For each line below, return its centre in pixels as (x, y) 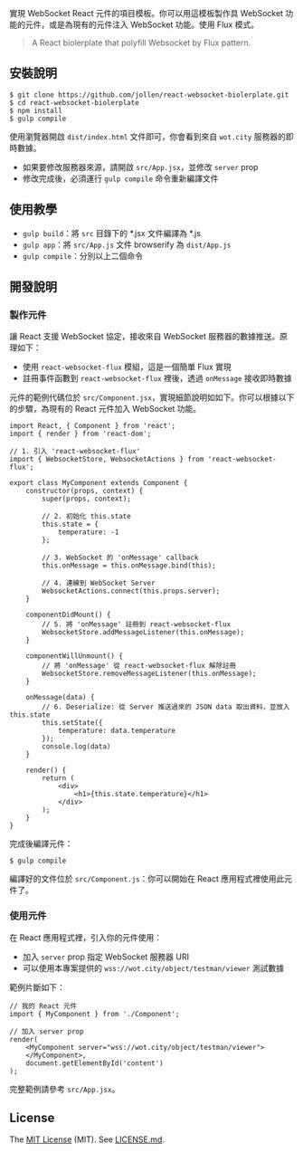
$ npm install (36, 110)
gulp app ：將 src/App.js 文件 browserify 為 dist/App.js (127, 244)
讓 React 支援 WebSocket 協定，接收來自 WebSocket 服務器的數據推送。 (145, 337)
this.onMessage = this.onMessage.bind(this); (129, 566)
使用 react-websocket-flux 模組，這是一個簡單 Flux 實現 (127, 367)
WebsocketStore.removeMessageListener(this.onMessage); (149, 674)
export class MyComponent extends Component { (99, 483)
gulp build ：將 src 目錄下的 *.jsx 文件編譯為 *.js (112, 233)
